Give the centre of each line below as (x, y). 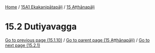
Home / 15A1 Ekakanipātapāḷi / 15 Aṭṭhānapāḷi (50, 7)
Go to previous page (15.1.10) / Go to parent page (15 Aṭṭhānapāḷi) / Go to (77, 40)
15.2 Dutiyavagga (41, 27)
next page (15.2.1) (23, 45)
